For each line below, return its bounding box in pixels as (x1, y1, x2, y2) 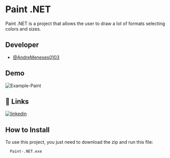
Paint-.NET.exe (10, 149, 42, 154)
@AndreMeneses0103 (12, 54, 60, 60)
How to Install (5, 125, 50, 134)
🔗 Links (5, 97, 29, 106)
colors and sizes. (5, 25, 41, 32)
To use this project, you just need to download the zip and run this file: (5, 139, 153, 145)
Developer (5, 41, 39, 49)
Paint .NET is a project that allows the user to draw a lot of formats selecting (5, 20, 165, 27)
